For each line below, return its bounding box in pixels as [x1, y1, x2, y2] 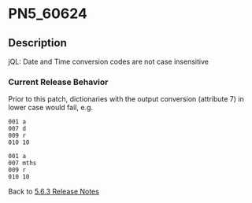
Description [8, 36, 67, 50]
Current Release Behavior [8, 76, 109, 87]
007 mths [8, 159, 37, 168]
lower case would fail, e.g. [8, 103, 93, 113]
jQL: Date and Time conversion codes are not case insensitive [8, 57, 209, 66]
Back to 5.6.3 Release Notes [8, 186, 100, 197]
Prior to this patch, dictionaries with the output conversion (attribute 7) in [8, 94, 244, 104]
